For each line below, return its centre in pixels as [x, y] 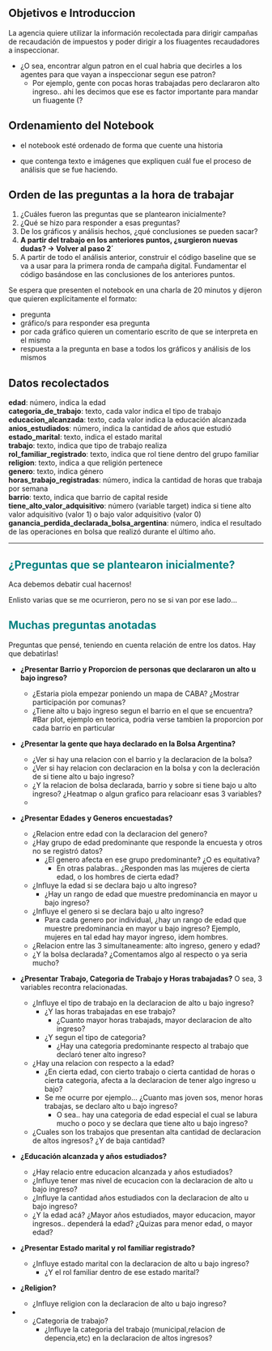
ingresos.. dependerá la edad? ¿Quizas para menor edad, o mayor [142, 1223]
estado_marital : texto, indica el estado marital [85, 437]
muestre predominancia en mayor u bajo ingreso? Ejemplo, [142, 928]
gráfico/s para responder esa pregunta [85, 323]
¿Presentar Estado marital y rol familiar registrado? [108, 1247]
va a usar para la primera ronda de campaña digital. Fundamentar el [133, 266]
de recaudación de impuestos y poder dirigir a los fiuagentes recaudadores [134, 41]
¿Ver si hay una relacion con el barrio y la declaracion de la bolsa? [142, 759]
